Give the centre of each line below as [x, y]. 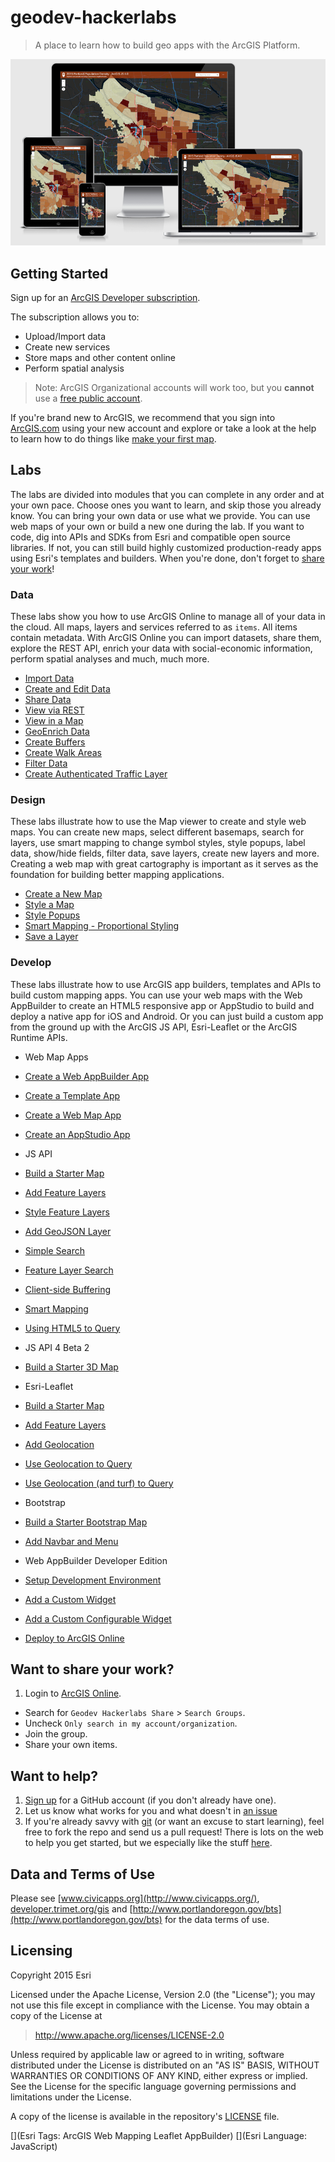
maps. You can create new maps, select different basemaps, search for [157, 832]
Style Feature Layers [67, 1212]
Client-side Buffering [68, 1289]
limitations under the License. [71, 2097]
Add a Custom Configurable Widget [98, 1618]
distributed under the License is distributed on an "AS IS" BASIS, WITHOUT [165, 2065]
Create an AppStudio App [77, 1134]
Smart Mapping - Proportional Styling [102, 926]
